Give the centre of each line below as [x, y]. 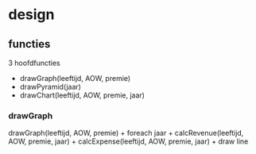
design [31, 15]
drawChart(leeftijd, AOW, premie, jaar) [82, 95]
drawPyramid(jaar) [50, 87]
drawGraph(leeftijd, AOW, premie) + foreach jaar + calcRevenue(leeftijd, [126, 133]
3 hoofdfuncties [35, 63]
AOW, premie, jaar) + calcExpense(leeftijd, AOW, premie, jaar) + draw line [128, 141]
